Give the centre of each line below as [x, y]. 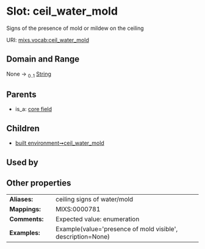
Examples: [25, 233]
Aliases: [21, 200]
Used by [22, 162]
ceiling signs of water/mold [95, 200]
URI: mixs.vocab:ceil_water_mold [48, 40]
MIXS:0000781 [78, 209]
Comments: [27, 219]
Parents [21, 94]
